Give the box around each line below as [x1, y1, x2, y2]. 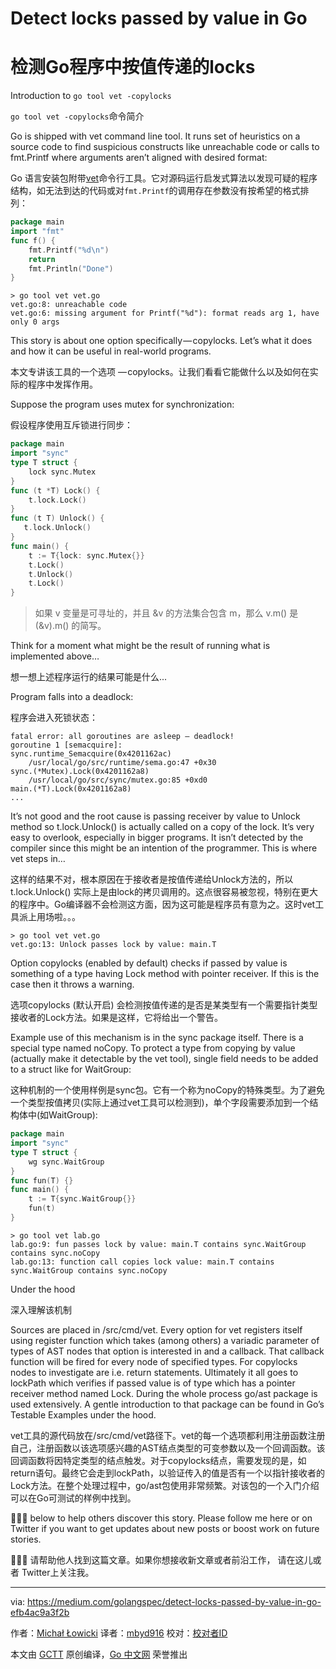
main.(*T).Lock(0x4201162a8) [10, 784, 132, 794]
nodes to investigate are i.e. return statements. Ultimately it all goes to [10, 1366, 299, 1378]
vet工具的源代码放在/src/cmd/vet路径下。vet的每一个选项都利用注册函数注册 [10, 1429, 326, 1441]
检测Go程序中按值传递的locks [10, 56, 256, 79]
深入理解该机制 [10, 1303, 72, 1316]
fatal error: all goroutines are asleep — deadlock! [10, 732, 235, 742]
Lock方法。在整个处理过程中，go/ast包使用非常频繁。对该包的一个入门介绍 [10, 1479, 320, 1491]
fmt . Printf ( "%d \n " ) [28, 245, 110, 255]
